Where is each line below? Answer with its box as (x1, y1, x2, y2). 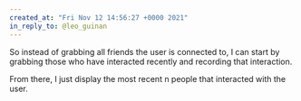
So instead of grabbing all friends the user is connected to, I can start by (9, 46, 280, 57)
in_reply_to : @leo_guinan (9, 22, 107, 31)
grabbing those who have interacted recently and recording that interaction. (9, 56, 293, 67)
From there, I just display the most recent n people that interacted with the (9, 73, 286, 84)
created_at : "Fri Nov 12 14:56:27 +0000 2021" (9, 13, 189, 23)
